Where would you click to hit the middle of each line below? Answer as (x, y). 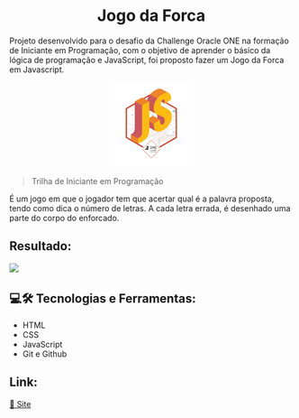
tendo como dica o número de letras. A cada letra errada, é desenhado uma (150, 209)
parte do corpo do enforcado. (64, 218)
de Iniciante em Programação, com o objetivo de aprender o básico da (140, 50)
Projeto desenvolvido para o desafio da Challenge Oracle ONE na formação (149, 41)
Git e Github (45, 354)
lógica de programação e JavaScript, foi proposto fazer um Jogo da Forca (147, 60)
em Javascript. (37, 70)
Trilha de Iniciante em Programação (97, 181)
